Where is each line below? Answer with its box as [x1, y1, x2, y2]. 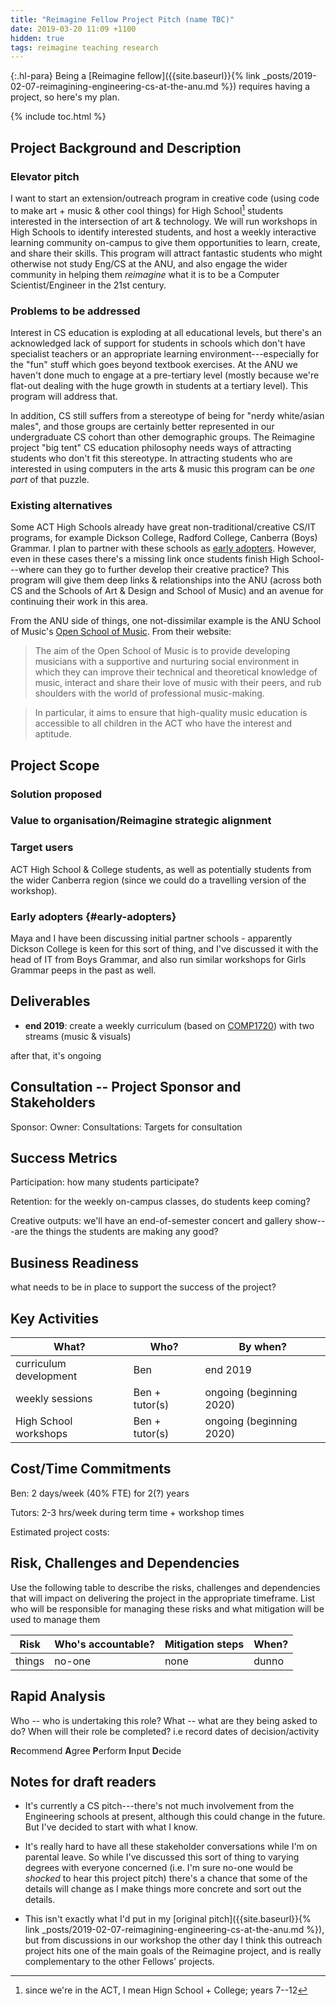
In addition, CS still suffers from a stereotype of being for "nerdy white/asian [10, 409, 325, 421]
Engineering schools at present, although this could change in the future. [24, 1811, 326, 1823]
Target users [10, 841, 74, 855]
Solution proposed [10, 787, 103, 801]
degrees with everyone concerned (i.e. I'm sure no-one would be [24, 1862, 294, 1874]
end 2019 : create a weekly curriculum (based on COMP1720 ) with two [24, 1019, 315, 1031]
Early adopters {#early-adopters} [10, 909, 177, 923]
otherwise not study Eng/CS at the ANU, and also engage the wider [10, 257, 288, 270]
